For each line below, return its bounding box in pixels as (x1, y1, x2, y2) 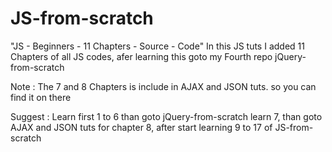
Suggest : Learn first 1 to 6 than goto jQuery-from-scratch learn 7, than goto (10, 110, 323, 122)
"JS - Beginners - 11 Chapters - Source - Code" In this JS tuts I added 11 (10, 40, 305, 52)
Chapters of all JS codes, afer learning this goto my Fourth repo (10, 50, 273, 62)
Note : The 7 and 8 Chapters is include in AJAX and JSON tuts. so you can (10, 80, 317, 92)
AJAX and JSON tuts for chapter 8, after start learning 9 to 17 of (10, 121, 273, 133)
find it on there (10, 91, 72, 103)
